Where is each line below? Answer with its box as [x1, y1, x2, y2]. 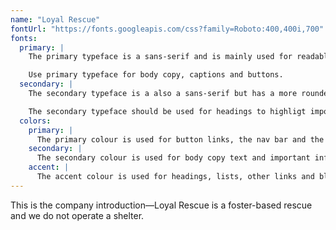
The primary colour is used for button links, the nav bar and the [36, 134, 325, 145]
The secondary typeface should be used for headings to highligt [28, 106, 307, 116]
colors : [19, 116, 52, 126]
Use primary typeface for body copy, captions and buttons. [28, 70, 284, 80]
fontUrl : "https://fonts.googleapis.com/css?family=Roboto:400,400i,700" [10, 24, 325, 34]
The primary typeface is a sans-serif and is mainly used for [28, 52, 293, 62]
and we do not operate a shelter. [10, 209, 145, 221]
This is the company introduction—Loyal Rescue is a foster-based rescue [10, 199, 313, 211]
